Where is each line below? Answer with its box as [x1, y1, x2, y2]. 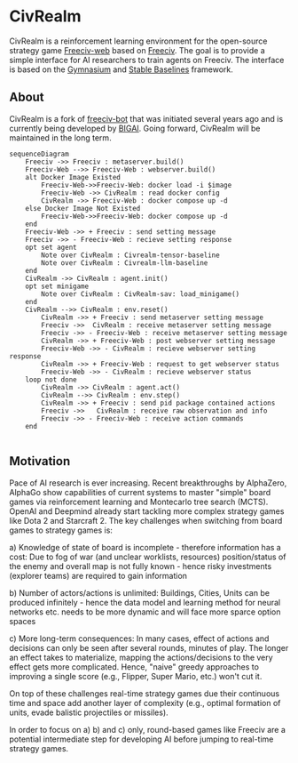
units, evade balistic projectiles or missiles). [9, 707, 169, 718]
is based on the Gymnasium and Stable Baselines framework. [9, 64, 233, 75]
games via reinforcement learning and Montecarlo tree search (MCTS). [9, 496, 269, 507]
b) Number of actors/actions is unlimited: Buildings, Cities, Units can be [9, 587, 271, 598]
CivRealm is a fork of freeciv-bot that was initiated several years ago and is [9, 113, 284, 124]
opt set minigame [25, 282, 90, 291]
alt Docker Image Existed [25, 173, 122, 181]
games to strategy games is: [9, 525, 114, 535]
